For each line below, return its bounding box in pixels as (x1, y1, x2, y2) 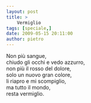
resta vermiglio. (6, 90, 45, 97)
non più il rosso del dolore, (6, 65, 71, 72)
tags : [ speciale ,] (6, 25, 52, 31)
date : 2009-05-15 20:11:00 (6, 31, 73, 37)
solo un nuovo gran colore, (6, 72, 72, 78)
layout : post (6, 8, 39, 15)
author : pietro (6, 36, 44, 42)
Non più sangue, (6, 53, 46, 59)
